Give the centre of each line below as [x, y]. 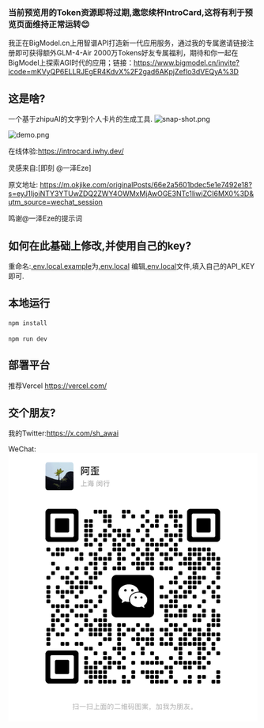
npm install [28, 323]
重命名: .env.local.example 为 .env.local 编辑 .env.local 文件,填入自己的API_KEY [132, 266]
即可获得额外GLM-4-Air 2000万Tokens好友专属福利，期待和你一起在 [126, 53]
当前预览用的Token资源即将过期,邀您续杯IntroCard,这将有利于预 [130, 12]
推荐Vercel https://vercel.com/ [58, 386]
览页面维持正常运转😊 [49, 24]
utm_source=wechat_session [55, 202]
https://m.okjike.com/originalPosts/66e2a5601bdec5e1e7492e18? [146, 185]
